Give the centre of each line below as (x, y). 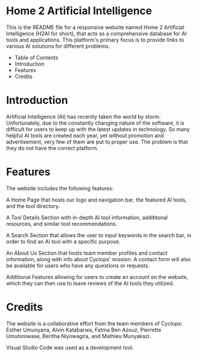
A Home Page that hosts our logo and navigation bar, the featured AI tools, (96, 200)
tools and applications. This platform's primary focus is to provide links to (95, 40)
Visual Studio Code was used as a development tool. (70, 348)
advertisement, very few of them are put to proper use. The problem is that (97, 142)
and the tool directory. (33, 206)
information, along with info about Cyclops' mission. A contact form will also (98, 259)
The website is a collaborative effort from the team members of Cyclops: (94, 323)
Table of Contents (36, 57)
